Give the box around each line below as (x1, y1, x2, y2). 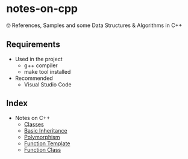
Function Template (23, 140, 70, 147)
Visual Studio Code (23, 80, 72, 88)
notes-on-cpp (6, 2, 78, 16)
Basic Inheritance (23, 127, 67, 134)
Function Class (23, 146, 61, 153)
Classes (23, 121, 44, 128)
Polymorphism (23, 133, 60, 140)
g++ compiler (23, 62, 58, 69)
